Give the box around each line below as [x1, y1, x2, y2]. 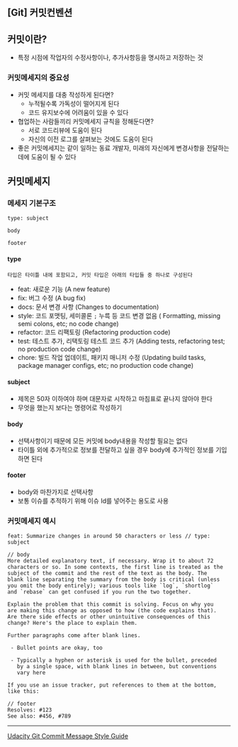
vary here [16, 670, 46, 677]
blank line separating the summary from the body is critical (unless [7, 576, 220, 584]
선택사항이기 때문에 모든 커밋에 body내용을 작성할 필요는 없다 [17, 436, 188, 445]
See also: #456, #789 [7, 713, 72, 720]
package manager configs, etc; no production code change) [17, 361, 194, 370]
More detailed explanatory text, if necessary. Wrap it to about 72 [7, 557, 214, 565]
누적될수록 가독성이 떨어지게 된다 [28, 99, 120, 108]
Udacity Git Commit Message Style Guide [7, 732, 129, 741]
